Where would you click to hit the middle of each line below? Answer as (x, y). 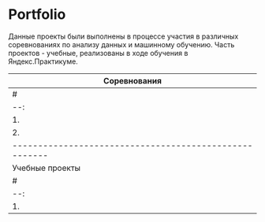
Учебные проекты (47, 168)
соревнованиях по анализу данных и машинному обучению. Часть (121, 44)
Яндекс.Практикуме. (43, 61)
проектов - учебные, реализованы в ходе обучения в (98, 53)
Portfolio (37, 15)
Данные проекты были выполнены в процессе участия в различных (123, 36)
